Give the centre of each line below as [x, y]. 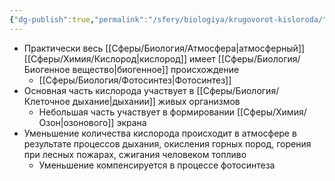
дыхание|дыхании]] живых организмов [156, 101]
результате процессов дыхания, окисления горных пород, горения [167, 143]
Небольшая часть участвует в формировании [136, 112]
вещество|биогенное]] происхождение [156, 69]
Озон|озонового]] [76, 122]
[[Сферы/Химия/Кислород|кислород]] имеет [119, 58]
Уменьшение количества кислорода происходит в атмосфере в [160, 133]
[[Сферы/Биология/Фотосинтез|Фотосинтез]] [135, 80]
